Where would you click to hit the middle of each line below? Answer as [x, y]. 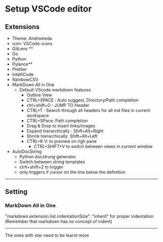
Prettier [19, 69]
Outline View [39, 95]
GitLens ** [22, 49]
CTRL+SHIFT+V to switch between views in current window [93, 146]
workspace [38, 115]
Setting [16, 192]
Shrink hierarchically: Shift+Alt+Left [62, 136]
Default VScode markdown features [55, 90]
